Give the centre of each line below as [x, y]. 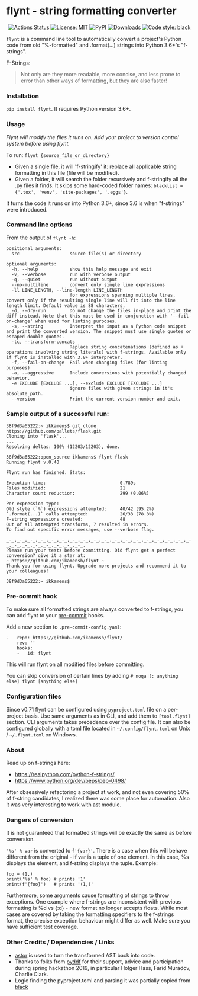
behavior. [18, 378]
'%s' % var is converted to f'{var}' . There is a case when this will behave [97, 851]
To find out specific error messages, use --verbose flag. [80, 530]
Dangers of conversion [40, 820]
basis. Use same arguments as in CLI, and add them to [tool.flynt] [108, 716]
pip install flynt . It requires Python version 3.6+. [69, 109]
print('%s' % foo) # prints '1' [46, 879]
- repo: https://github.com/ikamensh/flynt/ [64, 638]
